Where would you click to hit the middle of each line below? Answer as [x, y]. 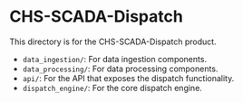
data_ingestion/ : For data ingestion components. [114, 59]
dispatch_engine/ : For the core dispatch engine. [112, 88]
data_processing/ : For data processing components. [120, 69]
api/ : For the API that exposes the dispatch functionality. [128, 78]
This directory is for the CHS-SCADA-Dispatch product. [113, 42]
